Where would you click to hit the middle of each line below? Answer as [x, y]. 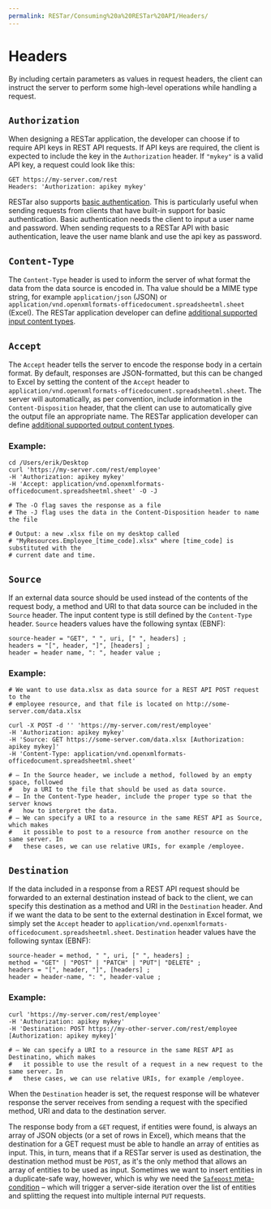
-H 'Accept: [28, 485]
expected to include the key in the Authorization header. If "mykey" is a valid [136, 156]
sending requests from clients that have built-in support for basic [117, 211]
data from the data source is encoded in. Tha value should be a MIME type [133, 289]
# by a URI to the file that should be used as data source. [118, 789]
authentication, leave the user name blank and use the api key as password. [135, 237]
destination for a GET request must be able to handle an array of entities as [134, 1144]
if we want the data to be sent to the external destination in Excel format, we [135, 915]
